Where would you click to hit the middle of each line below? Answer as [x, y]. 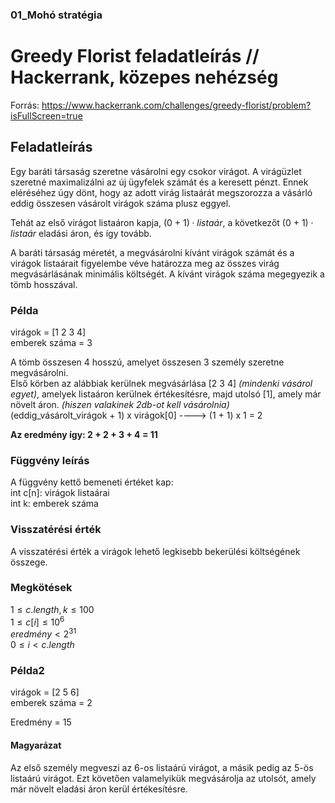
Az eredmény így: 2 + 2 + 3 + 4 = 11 [84, 434]
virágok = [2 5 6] [45, 692]
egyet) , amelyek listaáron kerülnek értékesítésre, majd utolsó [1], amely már [166, 394]
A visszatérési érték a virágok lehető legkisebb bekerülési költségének [155, 551]
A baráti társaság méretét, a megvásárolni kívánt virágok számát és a [152, 252]
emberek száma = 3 [51, 342]
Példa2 [27, 671]
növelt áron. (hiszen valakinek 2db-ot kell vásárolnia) [120, 404]
